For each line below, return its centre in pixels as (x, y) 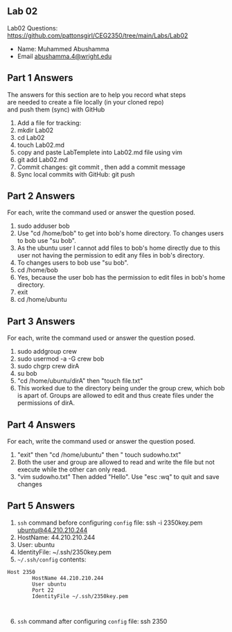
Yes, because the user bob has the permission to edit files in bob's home (121, 278)
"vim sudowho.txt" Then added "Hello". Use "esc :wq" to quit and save (118, 477)
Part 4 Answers (42, 425)
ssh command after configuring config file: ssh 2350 (92, 621)
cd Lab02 (31, 137)
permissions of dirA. (46, 403)
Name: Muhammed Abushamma (63, 48)
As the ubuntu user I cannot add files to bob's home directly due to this (118, 248)
